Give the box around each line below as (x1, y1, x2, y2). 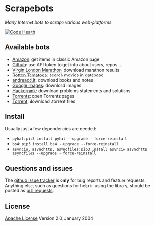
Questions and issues (5, 164, 73, 173)
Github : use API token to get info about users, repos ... (12, 61, 123, 67)
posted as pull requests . (5, 188, 54, 194)
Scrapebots (5, 3, 54, 14)
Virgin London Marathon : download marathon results (12, 67, 120, 73)
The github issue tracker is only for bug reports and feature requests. (5, 177, 146, 183)
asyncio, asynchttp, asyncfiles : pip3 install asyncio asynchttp (12, 146, 148, 151)
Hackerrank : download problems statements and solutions (12, 87, 131, 94)
